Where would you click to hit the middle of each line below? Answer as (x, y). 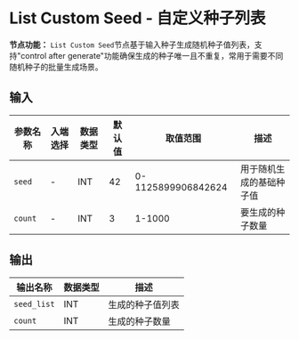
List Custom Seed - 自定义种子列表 (137, 18)
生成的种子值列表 (144, 304)
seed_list (34, 304)
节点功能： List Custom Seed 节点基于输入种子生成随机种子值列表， (132, 45)
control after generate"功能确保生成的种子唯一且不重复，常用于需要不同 (152, 55)
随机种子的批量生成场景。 (56, 67)
